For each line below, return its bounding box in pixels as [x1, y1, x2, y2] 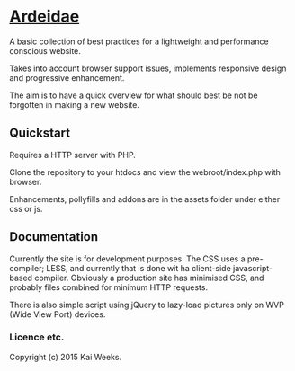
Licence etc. [9, 331, 65, 343]
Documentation [9, 229, 99, 244]
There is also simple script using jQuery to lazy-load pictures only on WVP [9, 299, 285, 310]
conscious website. [9, 45, 81, 56]
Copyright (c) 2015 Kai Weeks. [9, 351, 122, 362]
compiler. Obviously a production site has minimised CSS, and [34, 272, 264, 283]
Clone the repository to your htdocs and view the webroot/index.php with [9, 166, 282, 177]
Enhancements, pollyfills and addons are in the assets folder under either [9, 193, 281, 204]
